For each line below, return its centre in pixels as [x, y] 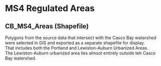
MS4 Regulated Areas [50, 8]
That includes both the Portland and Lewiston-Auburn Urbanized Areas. [77, 48]
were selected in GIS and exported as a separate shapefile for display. [75, 43]
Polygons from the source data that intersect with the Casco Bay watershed [81, 38]
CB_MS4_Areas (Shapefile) [47, 26]
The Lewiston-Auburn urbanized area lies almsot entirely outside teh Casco [80, 53]
